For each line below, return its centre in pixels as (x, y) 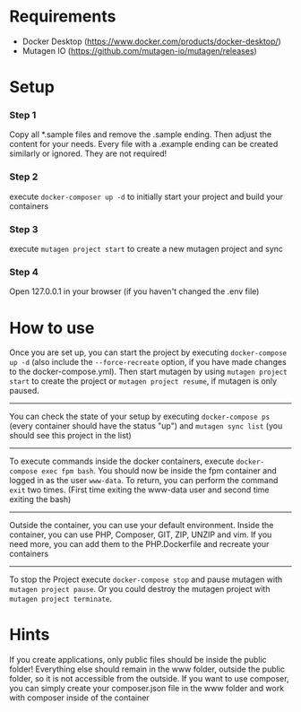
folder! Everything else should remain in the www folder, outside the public (147, 669)
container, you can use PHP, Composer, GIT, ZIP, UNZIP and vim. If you (141, 534)
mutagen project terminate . (61, 599)
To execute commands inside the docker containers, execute (122, 461)
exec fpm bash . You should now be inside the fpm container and (159, 471)
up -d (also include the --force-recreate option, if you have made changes (148, 362)
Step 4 (24, 272)
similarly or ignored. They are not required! (88, 153)
